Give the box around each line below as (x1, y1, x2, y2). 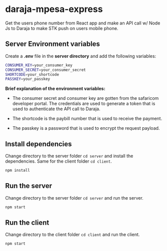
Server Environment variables (5, 40, 100, 48)
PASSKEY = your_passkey (5, 76, 50, 82)
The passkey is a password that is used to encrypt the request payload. (12, 125, 160, 131)
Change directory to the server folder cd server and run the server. (5, 195, 143, 201)
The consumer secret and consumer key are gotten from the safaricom (12, 95, 159, 101)
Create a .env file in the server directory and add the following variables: (5, 53, 156, 59)
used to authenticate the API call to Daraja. (12, 106, 100, 112)
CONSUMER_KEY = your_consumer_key (5, 62, 72, 68)
